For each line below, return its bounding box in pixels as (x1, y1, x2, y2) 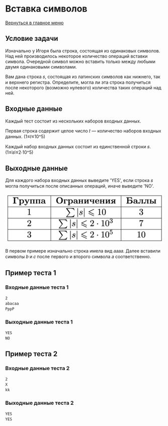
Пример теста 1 (5, 268, 56, 277)
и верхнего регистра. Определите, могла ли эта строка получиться (5, 79, 151, 85)
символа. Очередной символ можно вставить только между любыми (5, 58, 156, 65)
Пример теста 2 (5, 350, 58, 358)
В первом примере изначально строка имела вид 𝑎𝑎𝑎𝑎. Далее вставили (5, 248, 161, 254)
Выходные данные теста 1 (5, 318, 73, 325)
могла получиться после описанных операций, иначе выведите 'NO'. (5, 183, 154, 189)
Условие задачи (5, 34, 58, 43)
